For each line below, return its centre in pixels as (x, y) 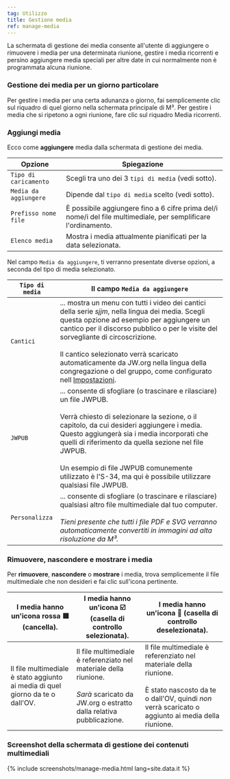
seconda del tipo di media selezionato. (62, 269)
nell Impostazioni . (88, 379)
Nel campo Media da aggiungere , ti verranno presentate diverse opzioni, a (111, 261)
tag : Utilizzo (27, 13)
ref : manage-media (33, 26)
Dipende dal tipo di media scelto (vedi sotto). (140, 194)
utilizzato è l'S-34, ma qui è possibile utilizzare (135, 476)
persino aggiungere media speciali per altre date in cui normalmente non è (112, 60)
